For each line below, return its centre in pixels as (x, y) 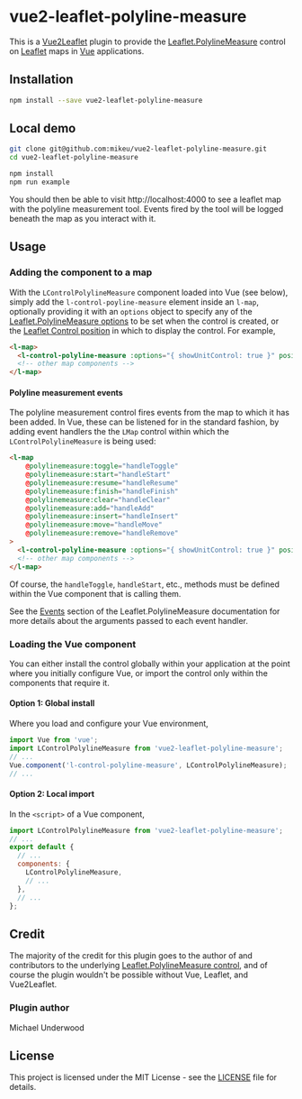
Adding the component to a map (81, 272)
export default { (42, 847)
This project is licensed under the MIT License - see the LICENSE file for (143, 1077)
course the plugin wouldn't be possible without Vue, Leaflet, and (129, 975)
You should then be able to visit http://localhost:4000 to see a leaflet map (145, 199)
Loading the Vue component (73, 644)
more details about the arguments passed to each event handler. (129, 620)
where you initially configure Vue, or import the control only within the (138, 673)
